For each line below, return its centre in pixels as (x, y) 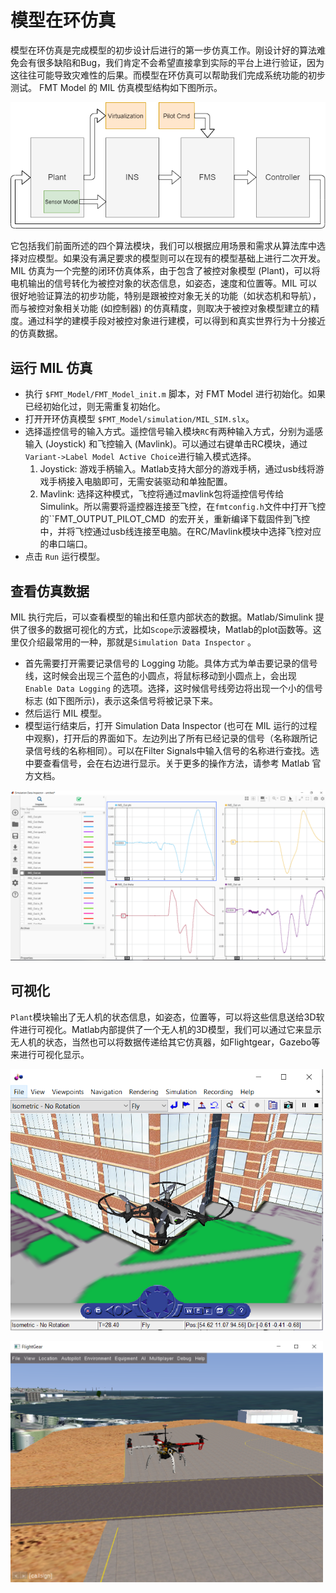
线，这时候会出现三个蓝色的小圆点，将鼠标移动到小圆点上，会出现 (160, 675)
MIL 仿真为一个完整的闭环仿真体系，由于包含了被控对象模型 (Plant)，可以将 (165, 271)
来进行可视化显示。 (50, 1054)
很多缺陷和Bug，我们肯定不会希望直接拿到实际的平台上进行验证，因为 (180, 62)
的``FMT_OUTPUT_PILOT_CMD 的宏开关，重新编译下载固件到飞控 (174, 519)
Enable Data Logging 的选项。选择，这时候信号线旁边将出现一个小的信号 (173, 688)
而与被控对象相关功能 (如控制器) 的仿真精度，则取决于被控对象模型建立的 (161, 308)
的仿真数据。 (36, 333)
